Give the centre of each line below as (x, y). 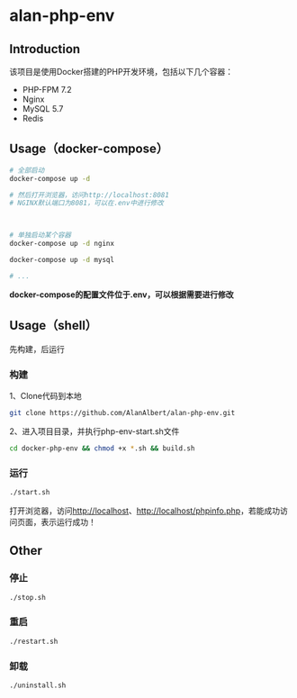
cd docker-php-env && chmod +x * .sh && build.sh (102, 448)
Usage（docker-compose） (89, 149)
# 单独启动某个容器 (40, 235)
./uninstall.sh (38, 685)
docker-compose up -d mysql (62, 260)
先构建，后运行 (37, 349)
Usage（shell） (53, 326)
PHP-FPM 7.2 (47, 90)
